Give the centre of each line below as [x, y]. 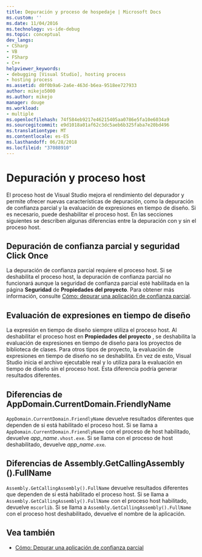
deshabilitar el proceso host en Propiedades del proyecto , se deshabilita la [101, 337]
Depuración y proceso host [76, 178]
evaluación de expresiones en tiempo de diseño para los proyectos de [94, 343]
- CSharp [17, 46]
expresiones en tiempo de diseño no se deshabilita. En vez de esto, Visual [99, 356]
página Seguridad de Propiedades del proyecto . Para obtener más [90, 290]
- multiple [20, 114]
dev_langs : [20, 40]
